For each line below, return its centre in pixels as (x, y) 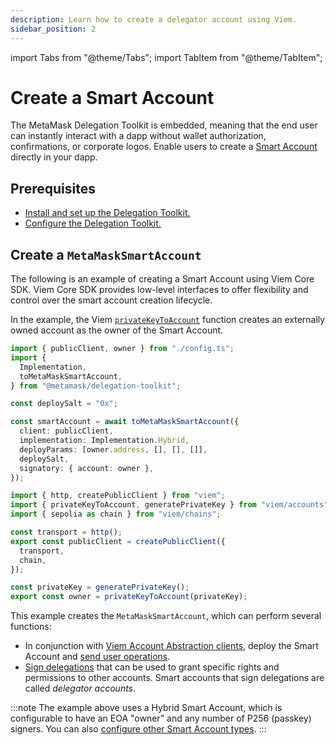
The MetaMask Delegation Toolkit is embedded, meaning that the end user (164, 125)
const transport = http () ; (66, 532)
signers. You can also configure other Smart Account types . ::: (138, 729)
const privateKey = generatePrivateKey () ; (100, 587)
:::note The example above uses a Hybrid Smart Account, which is (146, 708)
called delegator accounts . (80, 688)
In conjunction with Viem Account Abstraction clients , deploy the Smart (171, 646)
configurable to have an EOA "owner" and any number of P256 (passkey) (161, 718)
